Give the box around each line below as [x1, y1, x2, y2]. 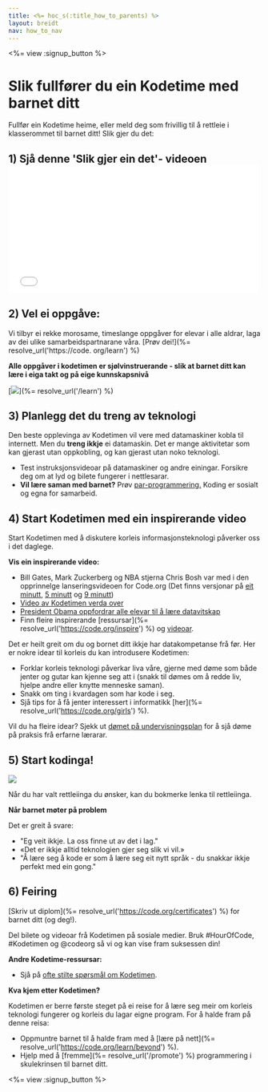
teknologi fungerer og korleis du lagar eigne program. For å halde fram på [8, 1009, 251, 1019]
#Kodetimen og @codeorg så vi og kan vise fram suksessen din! [8, 939, 221, 948]
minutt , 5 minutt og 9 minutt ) [19, 590, 114, 600]
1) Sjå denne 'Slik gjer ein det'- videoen [8, 152, 207, 165]
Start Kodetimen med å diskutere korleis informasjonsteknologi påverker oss [8, 533, 260, 543]
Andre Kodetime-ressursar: [8, 954, 102, 964]
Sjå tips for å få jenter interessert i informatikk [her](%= [19, 698, 202, 707]
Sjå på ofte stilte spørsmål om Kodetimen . [19, 969, 158, 979]
